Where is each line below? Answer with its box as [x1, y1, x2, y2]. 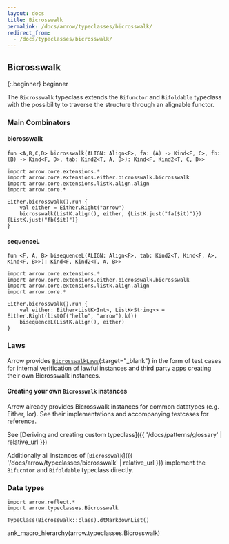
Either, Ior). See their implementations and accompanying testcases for [7, 409, 209, 418]
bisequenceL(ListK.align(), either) [19, 319, 126, 326]
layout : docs [7, 10, 45, 17]
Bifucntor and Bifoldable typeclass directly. [7, 465, 134, 474]
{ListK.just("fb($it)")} [7, 217, 79, 224]
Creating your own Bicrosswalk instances [7, 387, 128, 396]
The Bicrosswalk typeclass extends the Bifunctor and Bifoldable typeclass [7, 93, 222, 101]
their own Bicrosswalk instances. [7, 371, 101, 380]
